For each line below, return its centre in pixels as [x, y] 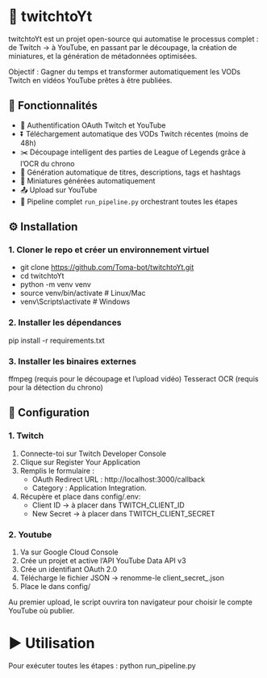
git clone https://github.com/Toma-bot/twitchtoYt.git [107, 267]
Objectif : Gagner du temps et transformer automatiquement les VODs [124, 71]
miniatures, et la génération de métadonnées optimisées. [103, 56]
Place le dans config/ [55, 587]
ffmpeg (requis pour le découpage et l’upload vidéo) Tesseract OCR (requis [133, 379]
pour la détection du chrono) [56, 388]
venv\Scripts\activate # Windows [75, 301]
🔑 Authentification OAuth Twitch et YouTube [93, 125]
